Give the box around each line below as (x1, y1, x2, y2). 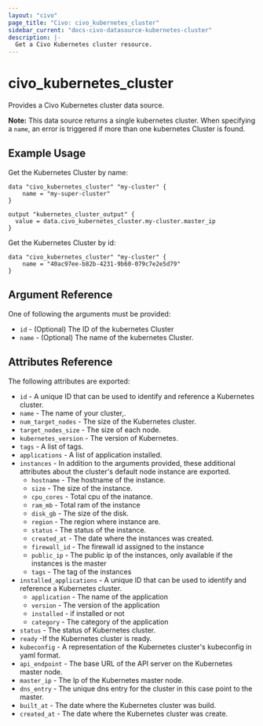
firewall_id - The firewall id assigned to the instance (31, 541, 204, 551)
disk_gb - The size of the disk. (31, 508, 130, 518)
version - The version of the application (31, 600, 160, 610)
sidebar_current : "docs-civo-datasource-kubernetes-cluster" (8, 26, 213, 34)
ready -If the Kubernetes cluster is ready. (19, 633, 152, 643)
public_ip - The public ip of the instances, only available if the (31, 550, 233, 559)
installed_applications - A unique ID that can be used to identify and (19, 575, 247, 585)
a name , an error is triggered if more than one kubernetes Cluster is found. (8, 124, 246, 134)
